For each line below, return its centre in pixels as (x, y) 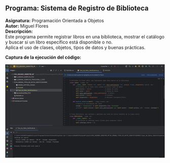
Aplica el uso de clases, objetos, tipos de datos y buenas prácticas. (75, 47)
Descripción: (19, 31)
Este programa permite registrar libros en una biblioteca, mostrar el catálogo (85, 36)
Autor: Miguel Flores (27, 26)
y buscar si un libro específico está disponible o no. (59, 42)
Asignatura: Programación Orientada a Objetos (55, 20)
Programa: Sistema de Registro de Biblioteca (77, 8)
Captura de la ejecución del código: (43, 57)
